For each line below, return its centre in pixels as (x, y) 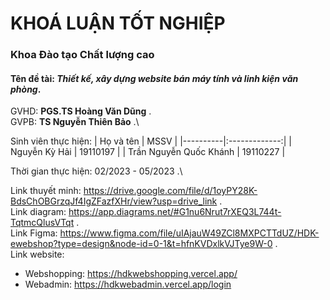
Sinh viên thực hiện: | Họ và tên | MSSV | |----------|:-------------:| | (151, 141)
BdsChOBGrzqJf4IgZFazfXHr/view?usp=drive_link (114, 201)
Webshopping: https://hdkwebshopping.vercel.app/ (131, 274)
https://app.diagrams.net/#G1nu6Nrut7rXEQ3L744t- (175, 212)
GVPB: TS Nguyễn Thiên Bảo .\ (75, 122)
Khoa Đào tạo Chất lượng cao (82, 55)
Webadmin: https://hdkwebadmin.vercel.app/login (128, 284)
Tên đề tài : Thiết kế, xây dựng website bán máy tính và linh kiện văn (154, 78)
